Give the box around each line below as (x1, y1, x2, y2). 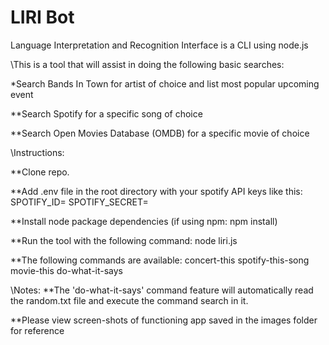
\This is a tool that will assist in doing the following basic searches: (10, 58, 285, 70)
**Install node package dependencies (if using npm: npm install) (10, 215, 278, 227)
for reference (10, 324, 65, 336)
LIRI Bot (10, 6, 75, 29)
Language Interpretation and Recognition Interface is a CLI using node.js (10, 39, 309, 51)
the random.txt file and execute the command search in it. (10, 294, 249, 306)
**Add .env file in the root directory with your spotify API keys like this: (10, 185, 303, 197)
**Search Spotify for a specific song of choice (10, 107, 203, 120)
